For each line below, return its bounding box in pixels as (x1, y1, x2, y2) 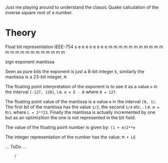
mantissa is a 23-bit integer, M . (5, 74, 68, 80)
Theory (5, 27, 37, 39)
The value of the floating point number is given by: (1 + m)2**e (5, 124, 135, 130)
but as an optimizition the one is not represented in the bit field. (5, 114, 136, 120)
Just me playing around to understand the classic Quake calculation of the (5, 5, 159, 10)
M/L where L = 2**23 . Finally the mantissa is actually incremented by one (5, 109, 155, 115)
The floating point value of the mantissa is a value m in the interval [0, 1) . (5, 98, 157, 104)
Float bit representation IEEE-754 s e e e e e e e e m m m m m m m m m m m (5, 44, 163, 50)
